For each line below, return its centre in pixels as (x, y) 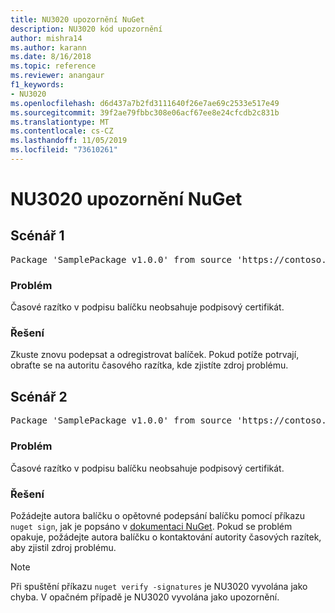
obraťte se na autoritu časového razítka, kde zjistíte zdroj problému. (149, 365)
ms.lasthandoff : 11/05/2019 (69, 141)
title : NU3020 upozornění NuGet (77, 19)
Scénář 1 (37, 236)
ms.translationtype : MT (60, 122)
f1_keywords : (37, 85)
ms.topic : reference (53, 66)
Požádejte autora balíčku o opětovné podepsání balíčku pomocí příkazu (158, 515)
